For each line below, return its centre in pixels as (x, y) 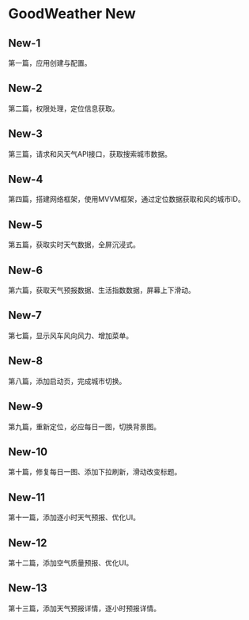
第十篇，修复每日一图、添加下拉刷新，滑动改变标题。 (95, 472)
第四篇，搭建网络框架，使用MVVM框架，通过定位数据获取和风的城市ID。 (126, 200)
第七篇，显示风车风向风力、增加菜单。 (70, 335)
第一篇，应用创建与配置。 (50, 63)
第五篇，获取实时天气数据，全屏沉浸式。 (74, 245)
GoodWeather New (72, 14)
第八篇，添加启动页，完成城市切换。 (67, 381)
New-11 (27, 497)
